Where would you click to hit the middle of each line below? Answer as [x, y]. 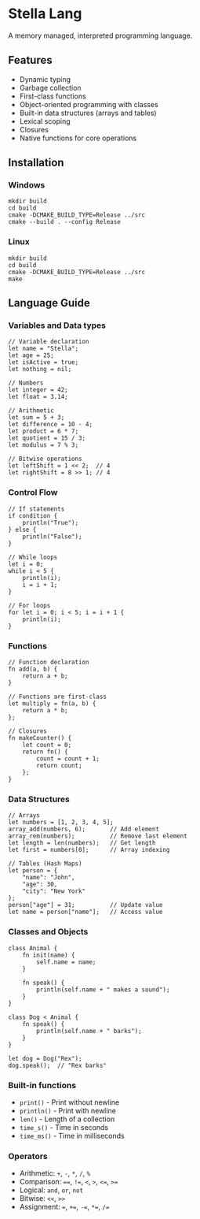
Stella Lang [45, 14]
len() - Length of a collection [67, 1119]
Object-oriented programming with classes [89, 104]
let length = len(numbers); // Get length [82, 843]
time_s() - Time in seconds [64, 1127]
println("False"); [52, 537]
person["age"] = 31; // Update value [85, 905]
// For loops [29, 605]
